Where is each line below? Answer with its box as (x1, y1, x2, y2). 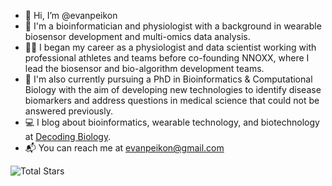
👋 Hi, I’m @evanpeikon (24, 10, 118, 21)
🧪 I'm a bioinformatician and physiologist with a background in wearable (24, 20, 322, 32)
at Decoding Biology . (24, 131, 112, 142)
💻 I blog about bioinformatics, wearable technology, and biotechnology (24, 116, 320, 128)
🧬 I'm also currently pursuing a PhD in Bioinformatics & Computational (24, 73, 313, 85)
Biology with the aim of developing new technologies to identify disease (24, 84, 322, 95)
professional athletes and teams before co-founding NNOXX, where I (24, 52, 310, 64)
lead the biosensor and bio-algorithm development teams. (24, 63, 265, 74)
